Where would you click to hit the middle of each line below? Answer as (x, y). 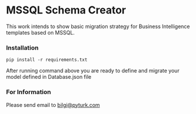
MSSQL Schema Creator (66, 10)
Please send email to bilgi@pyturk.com (53, 105)
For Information (29, 92)
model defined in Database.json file (49, 77)
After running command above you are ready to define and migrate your (93, 71)
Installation (23, 47)
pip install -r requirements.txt (47, 60)
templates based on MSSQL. (40, 32)
